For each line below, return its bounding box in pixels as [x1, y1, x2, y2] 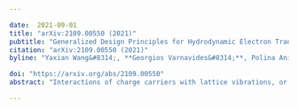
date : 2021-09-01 [9, 20, 77, 29]
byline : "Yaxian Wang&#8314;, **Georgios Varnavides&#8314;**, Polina [9, 54, 276, 63]
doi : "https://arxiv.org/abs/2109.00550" [9, 70, 165, 79]
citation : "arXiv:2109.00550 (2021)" [9, 45, 149, 54]
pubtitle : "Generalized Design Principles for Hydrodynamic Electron [9, 37, 272, 46]
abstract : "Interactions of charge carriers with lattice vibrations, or [9, 78, 288, 87]
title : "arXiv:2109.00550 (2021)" [9, 28, 137, 38]
